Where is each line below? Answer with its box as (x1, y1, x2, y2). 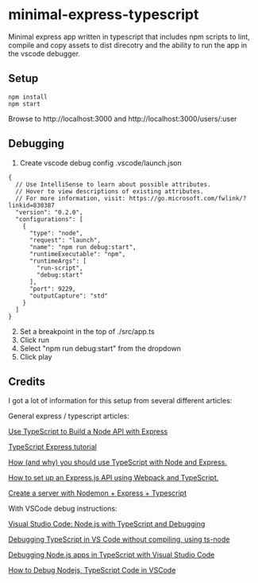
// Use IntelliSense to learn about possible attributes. (15, 181, 212, 189)
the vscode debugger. (8, 49, 81, 58)
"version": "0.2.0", (15, 208, 83, 216)
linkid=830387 (8, 201, 56, 209)
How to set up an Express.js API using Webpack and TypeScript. (8, 473, 219, 483)
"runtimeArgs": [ (29, 257, 87, 265)
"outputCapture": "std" (29, 292, 109, 300)
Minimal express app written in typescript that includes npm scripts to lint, (8, 32, 250, 41)
